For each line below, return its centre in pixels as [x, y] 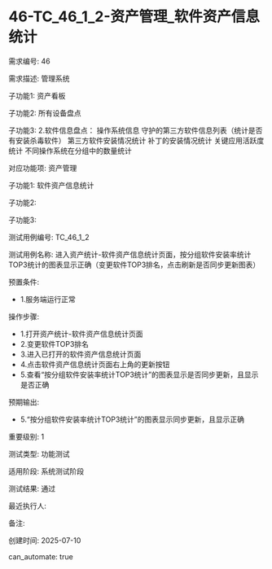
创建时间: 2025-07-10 [45, 540]
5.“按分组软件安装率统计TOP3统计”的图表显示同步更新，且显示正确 [132, 419]
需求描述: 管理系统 [39, 78]
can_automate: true [41, 556]
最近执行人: [28, 506]
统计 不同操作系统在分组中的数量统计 [70, 151]
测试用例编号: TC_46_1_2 [49, 237]
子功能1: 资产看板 [37, 95]
